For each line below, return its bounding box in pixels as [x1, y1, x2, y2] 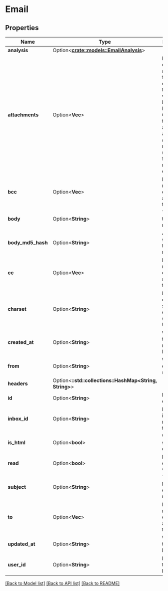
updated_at [7, 540, 35, 547]
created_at [7, 339, 34, 345]
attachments [7, 111, 39, 118]
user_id [7, 561, 26, 568]
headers [7, 380, 28, 387]
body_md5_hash [7, 239, 48, 246]
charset [7, 306, 26, 312]
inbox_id [7, 415, 28, 422]
